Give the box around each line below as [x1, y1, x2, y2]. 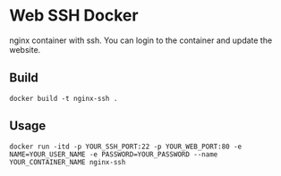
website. [9, 44, 41, 54]
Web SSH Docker [9, 5, 139, 26]
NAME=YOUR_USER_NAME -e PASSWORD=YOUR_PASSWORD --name [9, 149, 218, 159]
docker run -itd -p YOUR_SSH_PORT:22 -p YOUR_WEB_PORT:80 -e [9, 142, 243, 151]
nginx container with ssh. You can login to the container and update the [9, 35, 273, 46]
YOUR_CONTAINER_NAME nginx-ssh [9, 157, 126, 166]
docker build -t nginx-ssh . [9, 94, 118, 103]
